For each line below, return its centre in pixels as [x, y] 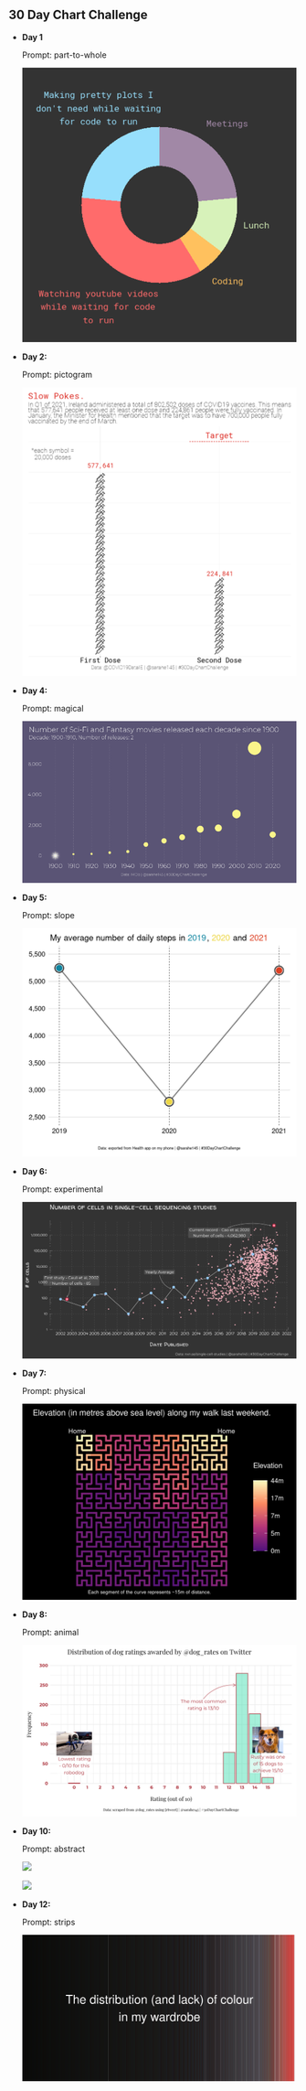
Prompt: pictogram [57, 375]
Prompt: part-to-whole [64, 55]
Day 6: [34, 1171]
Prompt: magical [53, 709]
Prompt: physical [53, 1391]
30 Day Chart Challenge [78, 15]
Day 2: [34, 357]
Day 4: [34, 691]
